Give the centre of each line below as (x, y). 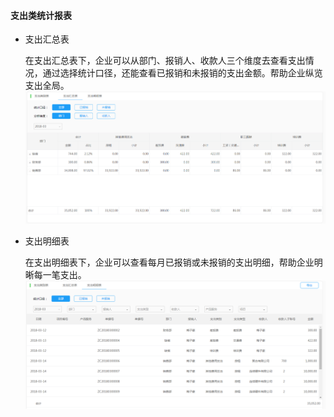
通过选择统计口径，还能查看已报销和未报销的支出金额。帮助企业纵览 (182, 73)
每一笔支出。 (60, 275)
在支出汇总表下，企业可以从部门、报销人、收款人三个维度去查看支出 (165, 61)
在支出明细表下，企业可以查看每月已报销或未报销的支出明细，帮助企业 (169, 262)
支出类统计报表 (41, 15)
